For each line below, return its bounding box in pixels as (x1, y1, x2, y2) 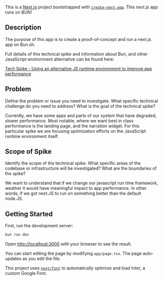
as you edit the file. (22, 256, 61, 261)
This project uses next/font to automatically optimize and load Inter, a (5, 265, 145, 271)
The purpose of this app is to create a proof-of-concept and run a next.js (5, 36, 152, 42)
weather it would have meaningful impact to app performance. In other (5, 185, 147, 191)
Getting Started (5, 210, 53, 218)
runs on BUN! (5, 9, 32, 15)
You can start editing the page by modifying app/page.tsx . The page (5, 251, 142, 257)
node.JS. (5, 196, 23, 201)
